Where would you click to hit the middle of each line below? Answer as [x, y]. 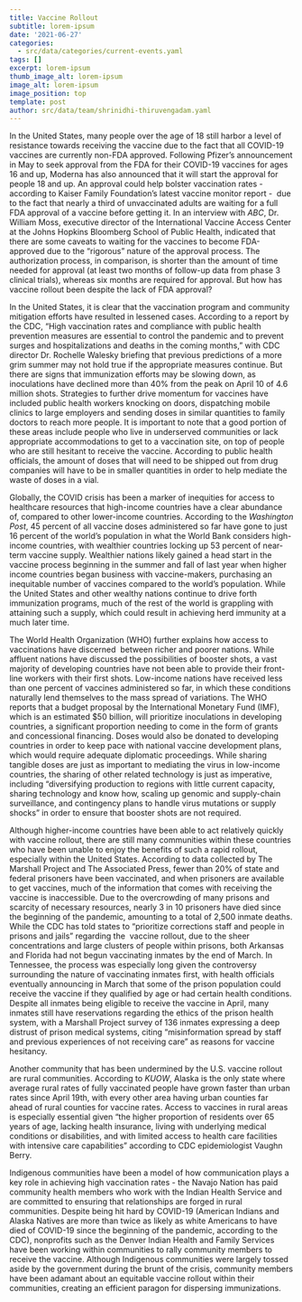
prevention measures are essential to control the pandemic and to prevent [146, 336]
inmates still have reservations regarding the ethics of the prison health [142, 1013]
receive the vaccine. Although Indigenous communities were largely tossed [149, 1260]
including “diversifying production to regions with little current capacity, [142, 784]
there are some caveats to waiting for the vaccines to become [124, 241]
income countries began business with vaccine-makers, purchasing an [141, 574]
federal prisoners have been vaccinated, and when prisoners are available [147, 879]
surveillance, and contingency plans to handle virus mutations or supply [143, 803]
